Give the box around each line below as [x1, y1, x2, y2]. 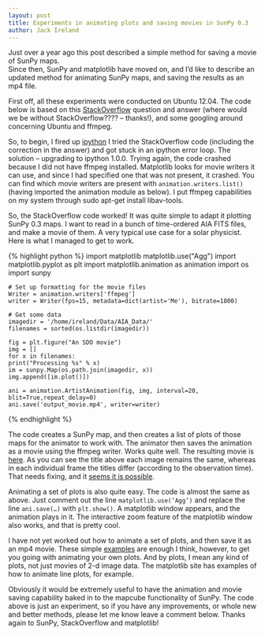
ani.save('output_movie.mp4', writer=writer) [8, 401, 160, 409]
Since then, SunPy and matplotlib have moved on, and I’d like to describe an [8, 65, 255, 74]
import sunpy [8, 268, 51, 278]
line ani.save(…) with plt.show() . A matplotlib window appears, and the [8, 504, 241, 514]
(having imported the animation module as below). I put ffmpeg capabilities [8, 187, 252, 197]
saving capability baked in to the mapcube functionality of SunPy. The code [8, 593, 255, 603]
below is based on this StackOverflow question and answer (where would [8, 105, 248, 114]
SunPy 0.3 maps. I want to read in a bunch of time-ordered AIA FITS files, [8, 219, 247, 229]
